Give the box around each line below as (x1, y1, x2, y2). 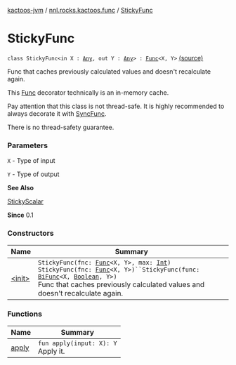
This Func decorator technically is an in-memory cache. (7, 88, 169, 97)
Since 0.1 (7, 211, 34, 220)
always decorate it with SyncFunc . (7, 109, 107, 118)
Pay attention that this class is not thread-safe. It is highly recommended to (7, 102, 225, 110)
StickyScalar (7, 197, 44, 206)
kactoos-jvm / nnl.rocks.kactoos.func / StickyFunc (7, 6, 153, 14)
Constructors (7, 228, 54, 238)
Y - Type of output (7, 170, 60, 178)
